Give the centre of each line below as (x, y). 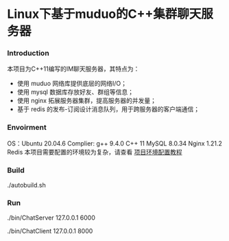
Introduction (28, 54)
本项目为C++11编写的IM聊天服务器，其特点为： (73, 69)
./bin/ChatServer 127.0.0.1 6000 (51, 218)
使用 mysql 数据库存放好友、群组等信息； (75, 92)
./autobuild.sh (26, 185)
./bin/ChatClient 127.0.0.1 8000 (50, 231)
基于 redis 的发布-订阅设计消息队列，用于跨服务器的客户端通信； (108, 109)
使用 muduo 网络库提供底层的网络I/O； (72, 84)
